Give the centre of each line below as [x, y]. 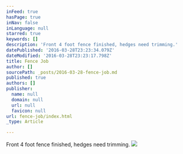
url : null [23, 105]
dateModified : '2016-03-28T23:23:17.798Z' [59, 56]
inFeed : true [22, 12]
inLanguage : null [27, 28]
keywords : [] [22, 39]
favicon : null [29, 111]
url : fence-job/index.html [39, 116]
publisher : [19, 89]
